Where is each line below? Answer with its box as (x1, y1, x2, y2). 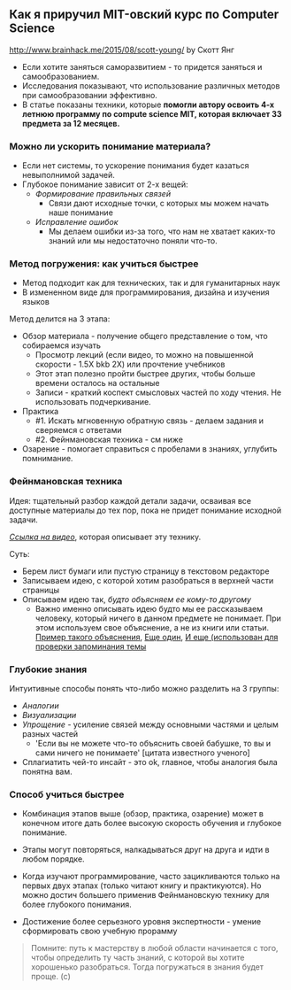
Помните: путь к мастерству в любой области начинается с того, (30, 943, 279, 954)
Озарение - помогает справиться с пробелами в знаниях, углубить (21, 444, 278, 454)
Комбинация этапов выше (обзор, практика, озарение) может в (21, 808, 264, 819)
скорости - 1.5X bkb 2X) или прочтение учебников (34, 359, 226, 370)
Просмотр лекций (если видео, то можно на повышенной (34, 350, 254, 360)
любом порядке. (21, 854, 86, 864)
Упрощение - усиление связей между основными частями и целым (21, 719, 279, 730)
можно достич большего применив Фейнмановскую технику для (21, 890, 270, 901)
